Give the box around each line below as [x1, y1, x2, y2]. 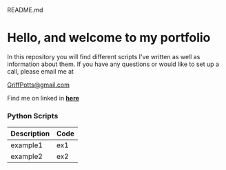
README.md [7, 6, 43, 14]
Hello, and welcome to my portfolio [7, 30, 211, 45]
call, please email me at [7, 67, 74, 75]
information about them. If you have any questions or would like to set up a [7, 60, 219, 68]
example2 [10, 151, 43, 161]
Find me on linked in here [7, 94, 79, 102]
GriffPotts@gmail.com [7, 81, 70, 89]
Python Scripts [7, 111, 59, 120]
